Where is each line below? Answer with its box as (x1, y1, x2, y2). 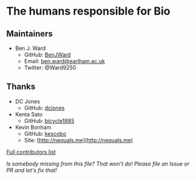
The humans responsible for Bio (6, 4, 171, 18)
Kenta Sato (15, 111, 43, 118)
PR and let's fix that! (6, 166, 58, 174)
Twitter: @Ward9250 (24, 64, 76, 71)
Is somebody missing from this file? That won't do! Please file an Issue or (6, 160, 190, 167)
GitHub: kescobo (24, 130, 67, 137)
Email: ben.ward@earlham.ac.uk (24, 58, 105, 64)
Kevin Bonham (15, 123, 52, 131)
